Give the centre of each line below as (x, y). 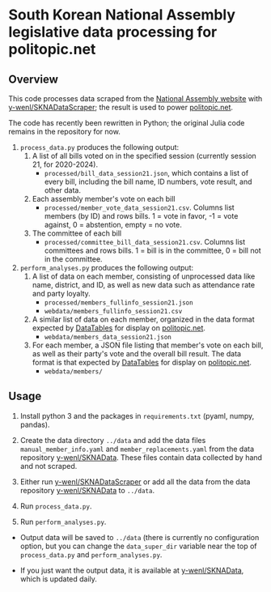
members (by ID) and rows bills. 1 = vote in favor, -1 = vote (141, 216)
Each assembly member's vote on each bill (104, 199)
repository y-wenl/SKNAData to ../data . (87, 490)
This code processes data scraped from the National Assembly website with (135, 98)
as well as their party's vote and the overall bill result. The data (136, 353)
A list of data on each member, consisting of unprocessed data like (144, 276)
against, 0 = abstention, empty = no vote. (113, 225)
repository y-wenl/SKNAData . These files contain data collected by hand (141, 457)
